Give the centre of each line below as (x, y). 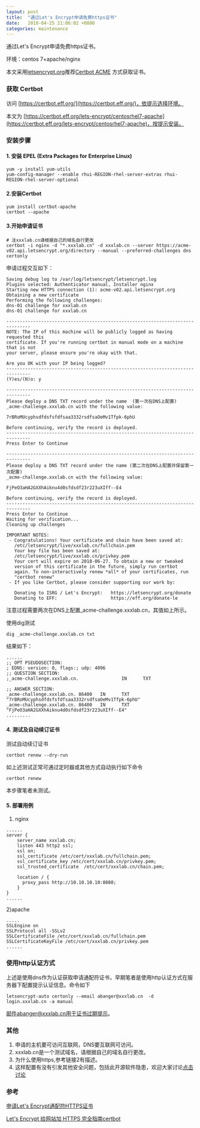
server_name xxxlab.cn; (47, 841)
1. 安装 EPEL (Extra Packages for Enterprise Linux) (69, 156)
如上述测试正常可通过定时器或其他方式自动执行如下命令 (74, 767)
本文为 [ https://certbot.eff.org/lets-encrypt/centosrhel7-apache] (85, 116)
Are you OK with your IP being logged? (56, 364)
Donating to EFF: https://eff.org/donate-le (96, 599)
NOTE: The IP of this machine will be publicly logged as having (89, 332)
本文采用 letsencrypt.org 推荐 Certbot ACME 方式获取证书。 (78, 72)
